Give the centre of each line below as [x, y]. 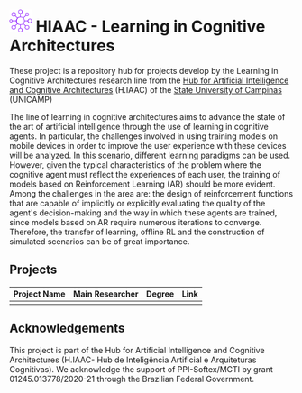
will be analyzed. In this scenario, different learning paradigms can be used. [150, 155]
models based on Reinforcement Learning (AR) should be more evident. [142, 184]
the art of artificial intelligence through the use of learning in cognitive [139, 126]
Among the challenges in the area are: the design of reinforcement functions [151, 193]
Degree [160, 294]
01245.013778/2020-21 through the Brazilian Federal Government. [132, 379]
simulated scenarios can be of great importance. [100, 241]
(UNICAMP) [31, 99]
